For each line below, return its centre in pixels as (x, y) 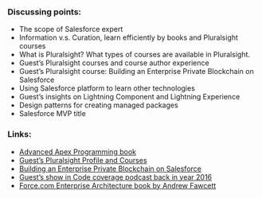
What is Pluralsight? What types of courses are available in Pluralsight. (134, 55)
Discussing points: (44, 12)
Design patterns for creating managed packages (98, 105)
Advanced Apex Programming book (78, 151)
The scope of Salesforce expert (71, 29)
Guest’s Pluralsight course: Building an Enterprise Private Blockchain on (136, 72)
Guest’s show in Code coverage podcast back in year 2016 (115, 177)
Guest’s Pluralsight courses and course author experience (114, 63)
